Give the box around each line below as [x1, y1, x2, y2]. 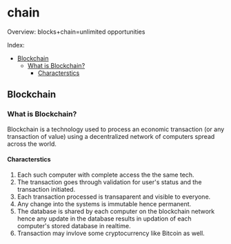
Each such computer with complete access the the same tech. [17, 170, 194, 179]
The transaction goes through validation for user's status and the [17, 177, 202, 186]
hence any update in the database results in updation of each [17, 214, 192, 223]
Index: [7, 41, 26, 49]
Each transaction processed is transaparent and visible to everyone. [17, 192, 211, 201]
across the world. [7, 140, 57, 148]
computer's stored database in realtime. [17, 221, 131, 230]
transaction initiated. [17, 185, 76, 193]
